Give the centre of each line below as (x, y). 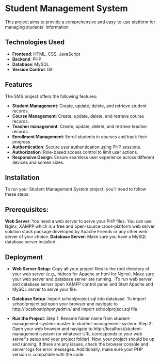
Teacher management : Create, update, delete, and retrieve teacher (80, 126)
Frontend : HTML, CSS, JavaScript (46, 54)
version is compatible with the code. (48, 354)
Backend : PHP (27, 59)
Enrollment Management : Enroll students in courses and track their (80, 137)
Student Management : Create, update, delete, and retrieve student (79, 106)
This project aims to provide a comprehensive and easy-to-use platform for (80, 22)
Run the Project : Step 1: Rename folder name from (62, 318)
